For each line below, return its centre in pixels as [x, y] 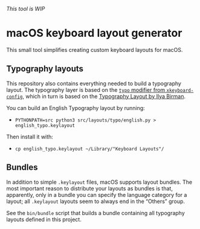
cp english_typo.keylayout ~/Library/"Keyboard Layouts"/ [89, 149]
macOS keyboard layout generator [94, 33]
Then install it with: [30, 137]
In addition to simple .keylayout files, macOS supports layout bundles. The [99, 182]
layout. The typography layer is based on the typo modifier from [86, 89]
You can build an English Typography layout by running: [76, 108]
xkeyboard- [180, 90]
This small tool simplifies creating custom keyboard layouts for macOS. [95, 50]
